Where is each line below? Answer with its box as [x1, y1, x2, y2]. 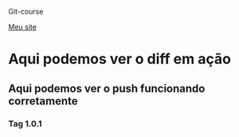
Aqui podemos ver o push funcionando [8, 81, 206, 95]
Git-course [8, 7, 44, 16]
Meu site [8, 22, 37, 31]
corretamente [8, 94, 78, 108]
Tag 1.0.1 [8, 118, 42, 129]
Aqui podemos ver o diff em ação [8, 50, 231, 68]
